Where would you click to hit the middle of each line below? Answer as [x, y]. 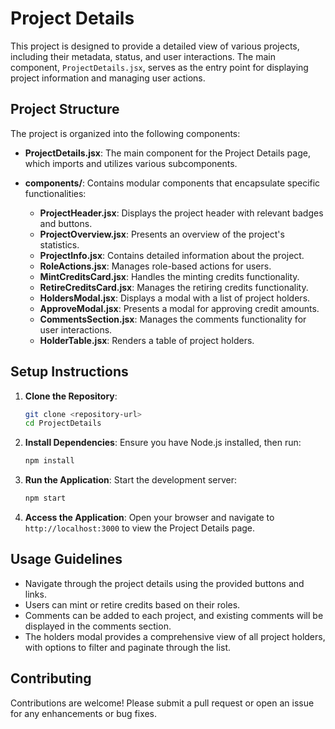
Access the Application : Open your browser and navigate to [149, 518]
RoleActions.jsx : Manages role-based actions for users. [155, 266]
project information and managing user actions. [108, 78]
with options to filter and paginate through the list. [128, 647]
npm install [49, 461]
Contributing [51, 678]
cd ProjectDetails [63, 423]
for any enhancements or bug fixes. [84, 713]
